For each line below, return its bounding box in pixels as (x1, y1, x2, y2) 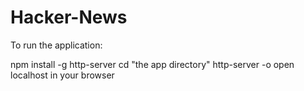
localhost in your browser (10, 69, 115, 81)
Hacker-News (10, 6, 128, 29)
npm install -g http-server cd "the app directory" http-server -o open (10, 58, 295, 70)
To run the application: (10, 39, 103, 51)
